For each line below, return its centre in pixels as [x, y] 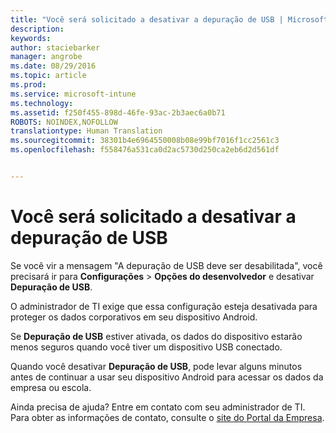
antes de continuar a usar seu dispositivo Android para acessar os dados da [167, 377]
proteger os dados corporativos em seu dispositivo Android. [134, 317]
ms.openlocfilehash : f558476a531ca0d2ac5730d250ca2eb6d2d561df [145, 150]
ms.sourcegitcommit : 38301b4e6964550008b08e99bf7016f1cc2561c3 [145, 141]
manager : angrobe [46, 57]
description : [37, 29]
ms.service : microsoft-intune [73, 94]
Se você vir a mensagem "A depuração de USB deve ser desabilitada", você [166, 265]
